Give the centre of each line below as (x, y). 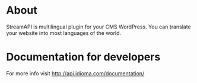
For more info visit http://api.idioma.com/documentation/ (75, 73)
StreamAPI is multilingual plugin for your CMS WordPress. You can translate (99, 27)
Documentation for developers (83, 57)
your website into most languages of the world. (64, 33)
